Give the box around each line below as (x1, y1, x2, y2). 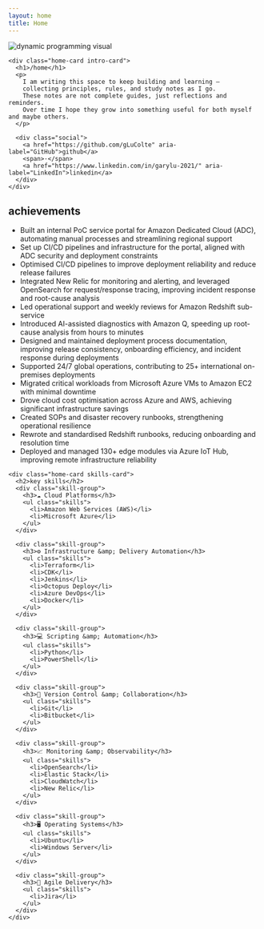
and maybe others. (8, 113, 70, 121)
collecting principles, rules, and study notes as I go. (22, 85, 217, 93)
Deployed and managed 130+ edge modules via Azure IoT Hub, (19, 446, 229, 456)
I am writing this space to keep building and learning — (22, 78, 220, 86)
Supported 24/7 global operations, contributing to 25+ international (19, 362, 242, 371)
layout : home (8, 11, 52, 20)
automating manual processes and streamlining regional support (19, 234, 233, 244)
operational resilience (19, 421, 92, 430)
